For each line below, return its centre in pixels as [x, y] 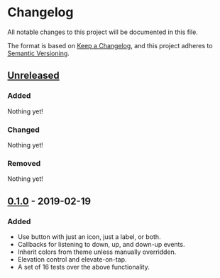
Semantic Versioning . [38, 53]
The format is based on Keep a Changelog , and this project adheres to [110, 45]
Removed [24, 163]
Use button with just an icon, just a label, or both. [89, 237]
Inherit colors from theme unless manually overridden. [97, 252]
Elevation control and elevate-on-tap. [72, 259]
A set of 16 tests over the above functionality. [84, 267]
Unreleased [34, 76]
